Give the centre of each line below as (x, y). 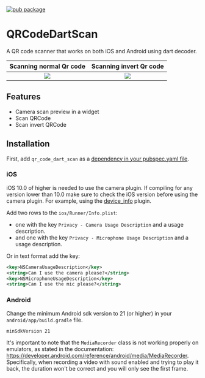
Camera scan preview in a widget (57, 112)
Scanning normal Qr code (47, 66)
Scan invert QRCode (41, 124)
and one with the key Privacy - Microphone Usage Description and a (102, 237)
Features (23, 97)
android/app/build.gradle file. (45, 320)
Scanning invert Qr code (128, 66)
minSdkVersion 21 (28, 331)
